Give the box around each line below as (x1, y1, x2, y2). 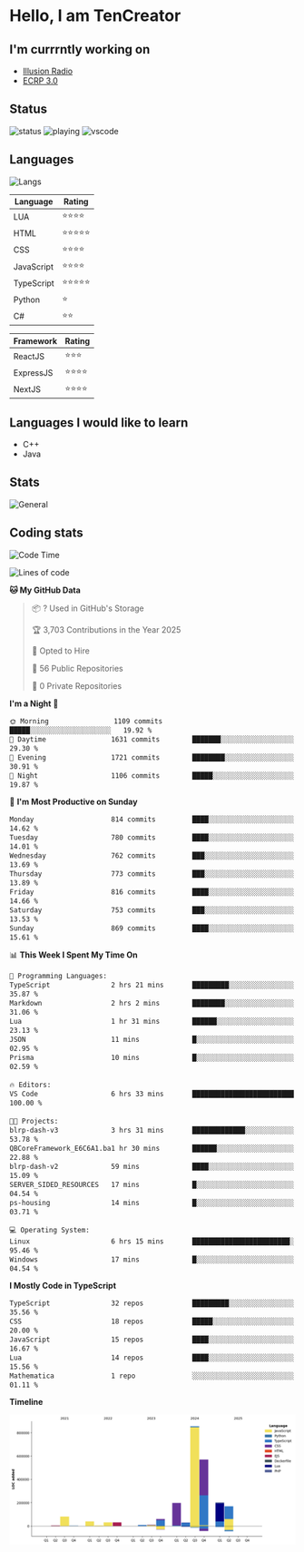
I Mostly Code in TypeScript (9, 1280, 116, 1291)
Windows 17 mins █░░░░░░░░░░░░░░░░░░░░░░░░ (9, 1254, 295, 1264)
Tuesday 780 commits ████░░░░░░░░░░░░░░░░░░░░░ (9, 832, 295, 842)
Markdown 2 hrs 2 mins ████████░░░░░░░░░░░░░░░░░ (9, 998, 295, 1007)
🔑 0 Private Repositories (31, 680, 123, 691)
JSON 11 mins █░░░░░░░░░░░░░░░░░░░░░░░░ (9, 1035, 295, 1044)
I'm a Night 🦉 (9, 698, 59, 709)
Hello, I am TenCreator (9, 5, 181, 26)
